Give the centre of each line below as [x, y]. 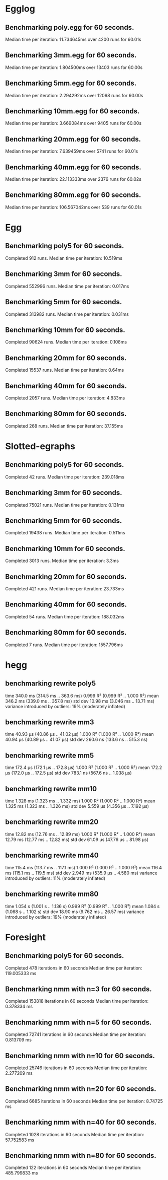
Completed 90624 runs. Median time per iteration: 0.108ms [66, 342]
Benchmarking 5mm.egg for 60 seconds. [71, 83]
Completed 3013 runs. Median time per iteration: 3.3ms [62, 561]
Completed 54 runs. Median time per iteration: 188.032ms [65, 616]
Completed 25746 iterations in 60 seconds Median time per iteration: [76, 1068]
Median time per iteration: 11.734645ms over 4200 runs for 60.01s [73, 39]
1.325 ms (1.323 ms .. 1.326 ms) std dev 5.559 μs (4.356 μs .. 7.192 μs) [77, 806]
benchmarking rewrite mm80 [52, 894]
